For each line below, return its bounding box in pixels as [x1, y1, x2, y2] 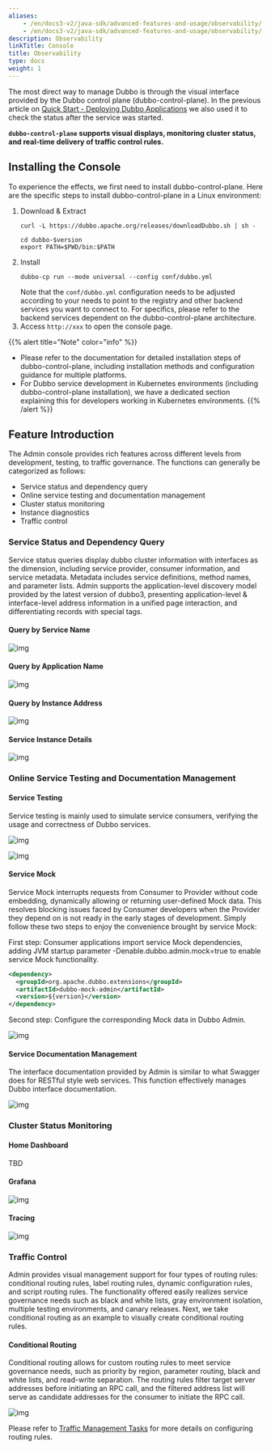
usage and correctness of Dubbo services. [8, 819, 151, 829]
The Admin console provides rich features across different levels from [8, 449, 241, 459]
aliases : [8, 11, 38, 20]
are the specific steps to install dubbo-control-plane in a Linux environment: [8, 190, 261, 200]
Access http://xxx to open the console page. [19, 321, 173, 331]
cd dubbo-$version [19, 235, 83, 244]
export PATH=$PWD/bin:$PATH [19, 243, 115, 251]
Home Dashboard [8, 1140, 69, 1150]
